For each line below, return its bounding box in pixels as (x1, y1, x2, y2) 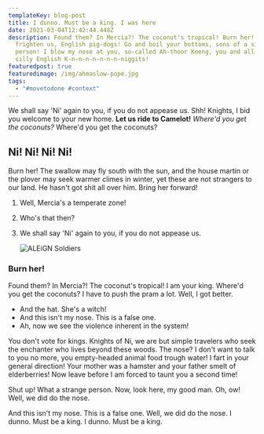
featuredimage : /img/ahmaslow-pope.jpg (8, 70, 139, 78)
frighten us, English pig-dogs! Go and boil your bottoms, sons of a (15, 41, 247, 49)
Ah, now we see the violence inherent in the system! (19, 321, 189, 330)
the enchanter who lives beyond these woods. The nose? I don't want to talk (8, 345, 255, 354)
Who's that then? (19, 213, 75, 223)
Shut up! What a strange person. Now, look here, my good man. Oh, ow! (8, 385, 241, 395)
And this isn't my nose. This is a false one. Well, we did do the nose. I (8, 409, 232, 418)
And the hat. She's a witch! (19, 305, 108, 314)
